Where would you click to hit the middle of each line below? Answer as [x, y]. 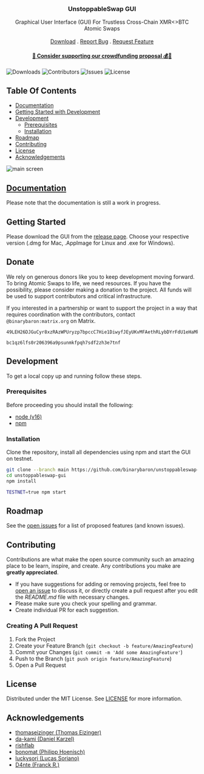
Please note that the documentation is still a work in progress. [83, 203]
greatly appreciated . [32, 573]
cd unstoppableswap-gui [36, 476]
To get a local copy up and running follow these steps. [74, 376]
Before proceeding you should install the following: [70, 405]
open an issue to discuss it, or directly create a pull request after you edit [106, 591]
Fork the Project [35, 639]
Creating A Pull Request [42, 626]
